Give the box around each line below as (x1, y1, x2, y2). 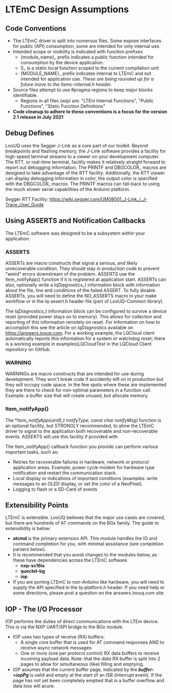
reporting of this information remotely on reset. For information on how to (5, 319, 160, 325)
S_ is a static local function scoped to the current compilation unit (20, 65, 159, 71)
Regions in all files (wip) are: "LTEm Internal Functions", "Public (20, 98, 154, 104)
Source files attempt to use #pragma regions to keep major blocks (12, 87, 153, 93)
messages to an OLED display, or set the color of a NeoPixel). (12, 480, 143, 487)
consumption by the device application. (20, 60, 104, 65)
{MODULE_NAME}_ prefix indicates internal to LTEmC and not (20, 70, 151, 76)
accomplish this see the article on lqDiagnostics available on (5, 324, 133, 331)
